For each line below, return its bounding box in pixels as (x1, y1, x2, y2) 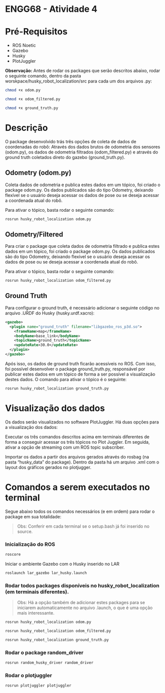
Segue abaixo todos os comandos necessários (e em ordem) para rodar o (5, 508, 155, 514)
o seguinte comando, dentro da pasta (5, 73, 81, 79)
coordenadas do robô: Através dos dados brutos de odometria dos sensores (5, 144, 161, 150)
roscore (5, 552, 21, 557)
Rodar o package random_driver (5, 649, 84, 656)
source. (17, 528, 33, 534)
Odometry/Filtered (5, 230, 63, 238)
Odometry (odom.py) (5, 169, 71, 177)
